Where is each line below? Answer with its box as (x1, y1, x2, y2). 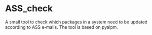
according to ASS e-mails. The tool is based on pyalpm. (5, 24, 118, 30)
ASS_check (5, 3, 53, 14)
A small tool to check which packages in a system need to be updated (5, 19, 148, 25)
